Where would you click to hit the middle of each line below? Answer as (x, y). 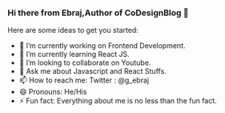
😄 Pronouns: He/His (53, 92)
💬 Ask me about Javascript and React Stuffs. (93, 71)
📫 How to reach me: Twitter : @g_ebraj (84, 80)
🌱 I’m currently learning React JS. (74, 54)
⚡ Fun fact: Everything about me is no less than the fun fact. (118, 101)
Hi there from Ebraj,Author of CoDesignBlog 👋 (98, 13)
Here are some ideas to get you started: (73, 30)
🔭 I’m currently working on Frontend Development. (102, 46)
